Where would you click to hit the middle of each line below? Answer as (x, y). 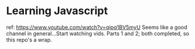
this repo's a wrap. (29, 40)
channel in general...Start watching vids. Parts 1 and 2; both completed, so (98, 33)
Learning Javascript (57, 11)
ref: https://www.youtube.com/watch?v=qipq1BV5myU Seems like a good (97, 27)
